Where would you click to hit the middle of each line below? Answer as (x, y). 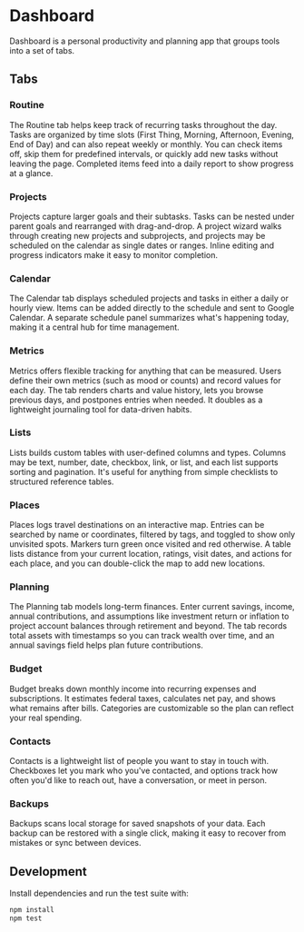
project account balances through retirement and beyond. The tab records (148, 626)
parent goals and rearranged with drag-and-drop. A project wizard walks (146, 226)
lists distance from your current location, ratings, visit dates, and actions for (151, 554)
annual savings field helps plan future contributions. (107, 645)
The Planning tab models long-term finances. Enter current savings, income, (152, 607)
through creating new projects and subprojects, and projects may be (137, 235)
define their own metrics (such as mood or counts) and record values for (145, 380)
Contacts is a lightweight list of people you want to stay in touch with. (139, 761)
